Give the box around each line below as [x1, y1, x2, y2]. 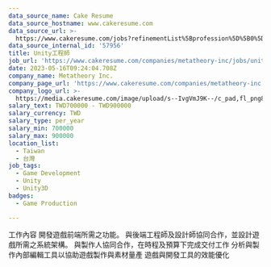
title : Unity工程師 [8, 49, 70, 57]
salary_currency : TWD [8, 110, 81, 118]
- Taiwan [15, 147, 45, 155]
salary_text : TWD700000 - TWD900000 [8, 102, 131, 110]
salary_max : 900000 [8, 131, 74, 140]
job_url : [8, 57, 38, 65]
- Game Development [15, 169, 81, 177]
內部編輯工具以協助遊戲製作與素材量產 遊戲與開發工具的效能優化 [15, 249, 230, 259]
